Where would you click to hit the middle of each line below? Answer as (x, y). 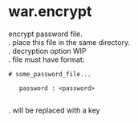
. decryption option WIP (47, 51)
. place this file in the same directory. (69, 42)
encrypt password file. (45, 34)
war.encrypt (50, 12)
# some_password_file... (50, 74)
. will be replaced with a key (54, 110)
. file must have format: (47, 59)
